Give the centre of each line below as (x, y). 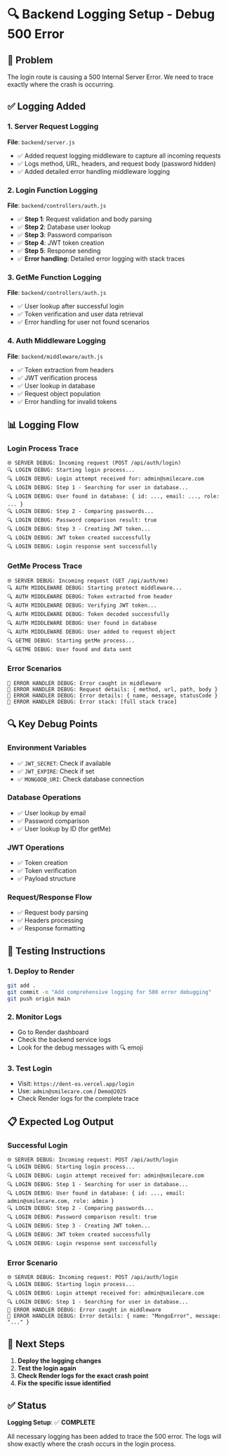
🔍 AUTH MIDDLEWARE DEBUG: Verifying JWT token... (82, 605)
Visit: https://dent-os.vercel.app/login (76, 1084)
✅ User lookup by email (52, 813)
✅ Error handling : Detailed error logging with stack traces (101, 258)
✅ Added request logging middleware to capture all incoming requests (119, 156)
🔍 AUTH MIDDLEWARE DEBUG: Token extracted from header (90, 596)
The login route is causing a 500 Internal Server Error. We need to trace (110, 77)
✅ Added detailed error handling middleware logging (94, 171)
